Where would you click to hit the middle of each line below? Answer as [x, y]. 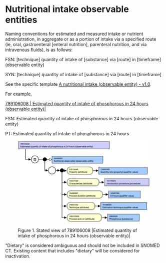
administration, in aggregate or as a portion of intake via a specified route [81, 39]
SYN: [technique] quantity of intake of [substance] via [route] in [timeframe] [83, 74]
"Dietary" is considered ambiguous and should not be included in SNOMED [82, 245]
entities [21, 20]
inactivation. [18, 256]
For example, [19, 94]
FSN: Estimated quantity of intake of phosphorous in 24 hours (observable [82, 118]
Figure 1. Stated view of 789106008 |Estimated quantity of [77, 230]
